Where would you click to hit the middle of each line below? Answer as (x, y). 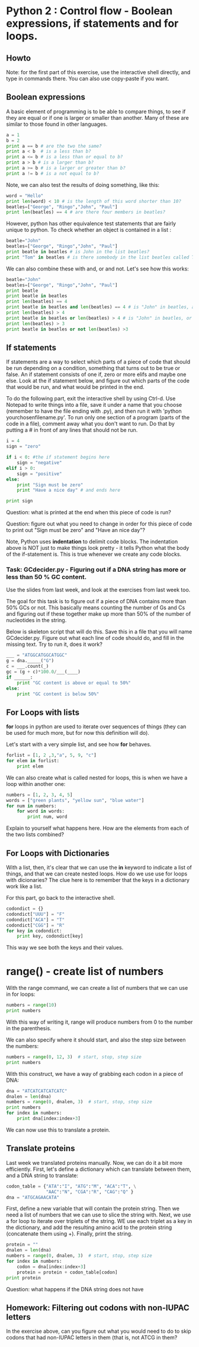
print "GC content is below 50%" (58, 694)
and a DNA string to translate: (42, 1175)
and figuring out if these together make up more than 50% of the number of (99, 614)
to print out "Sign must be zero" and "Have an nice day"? (76, 530)
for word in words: (41, 811)
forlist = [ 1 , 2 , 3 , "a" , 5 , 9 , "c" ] (51, 755)
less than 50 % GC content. (46, 577)
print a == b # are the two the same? (54, 146)
